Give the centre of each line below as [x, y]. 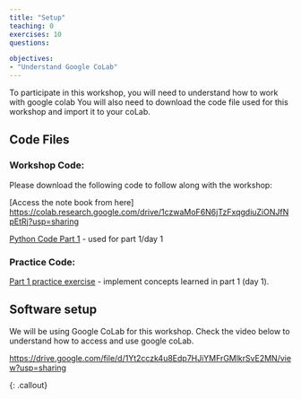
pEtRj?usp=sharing [44, 221]
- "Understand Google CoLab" [64, 67]
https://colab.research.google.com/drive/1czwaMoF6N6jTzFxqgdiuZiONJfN [149, 212]
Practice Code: [43, 262]
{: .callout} [28, 385]
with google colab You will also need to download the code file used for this [149, 102]
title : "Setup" [38, 17]
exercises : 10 [36, 34]
